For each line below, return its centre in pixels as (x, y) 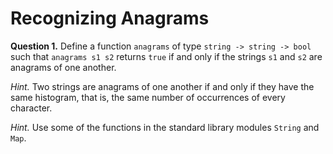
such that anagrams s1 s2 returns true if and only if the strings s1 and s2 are (166, 56)
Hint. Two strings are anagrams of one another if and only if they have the (162, 86)
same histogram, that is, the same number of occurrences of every (148, 97)
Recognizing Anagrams (110, 18)
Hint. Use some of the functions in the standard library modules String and (165, 127)
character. (31, 108)
